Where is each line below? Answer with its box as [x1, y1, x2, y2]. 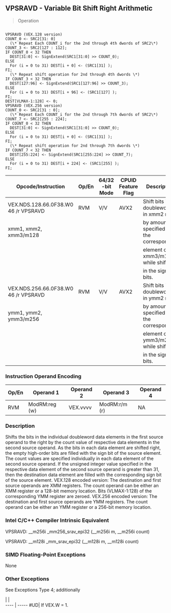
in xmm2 [142, 211, 164, 218]
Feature [119, 183, 138, 190]
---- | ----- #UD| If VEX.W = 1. [5, 602, 69, 608]
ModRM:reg [28, 401, 57, 408]
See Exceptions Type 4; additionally [5, 587, 80, 593]
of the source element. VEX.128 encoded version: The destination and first [5, 477, 161, 483]
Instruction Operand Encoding [5, 372, 81, 380]
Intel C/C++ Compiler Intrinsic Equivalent [5, 517, 109, 524]
